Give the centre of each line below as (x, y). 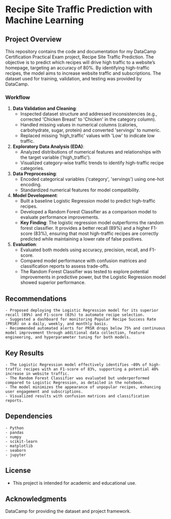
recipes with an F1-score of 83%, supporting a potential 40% (91, 369)
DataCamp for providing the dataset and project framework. (68, 511)
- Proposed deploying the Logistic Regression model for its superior (82, 311)
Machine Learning (45, 20)
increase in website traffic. (38, 374)
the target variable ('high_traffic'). (56, 158)
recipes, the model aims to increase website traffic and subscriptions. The (83, 73)
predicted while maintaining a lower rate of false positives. (81, 239)
